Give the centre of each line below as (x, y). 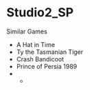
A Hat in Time (36, 44)
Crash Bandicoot (40, 59)
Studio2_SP (40, 13)
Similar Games (27, 31)
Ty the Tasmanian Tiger (50, 52)
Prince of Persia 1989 (47, 66)
